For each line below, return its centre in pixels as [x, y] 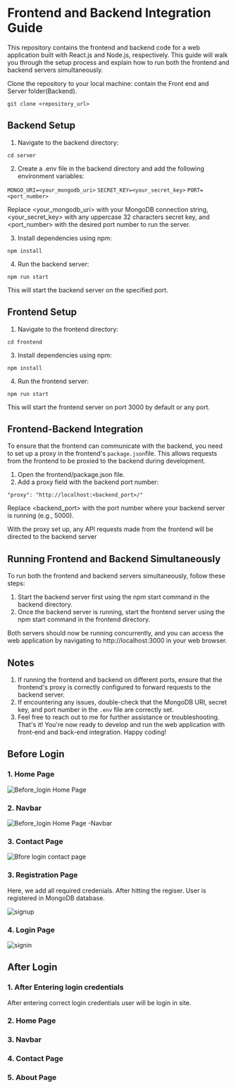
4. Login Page [31, 930]
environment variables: [51, 176]
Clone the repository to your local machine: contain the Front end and [108, 83]
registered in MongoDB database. [56, 898]
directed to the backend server [52, 537]
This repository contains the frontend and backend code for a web [104, 47]
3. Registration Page [43, 875]
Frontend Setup [42, 312]
